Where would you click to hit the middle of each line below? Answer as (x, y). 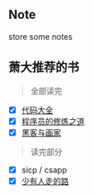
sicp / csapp (44, 170)
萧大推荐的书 (44, 67)
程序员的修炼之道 (53, 121)
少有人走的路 (45, 181)
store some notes (41, 36)
